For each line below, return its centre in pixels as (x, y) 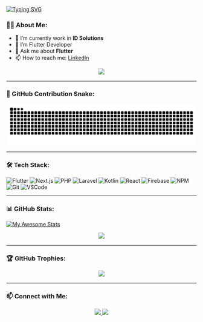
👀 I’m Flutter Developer (43, 45)
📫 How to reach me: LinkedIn (52, 58)
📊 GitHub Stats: (30, 209)
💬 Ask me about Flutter (44, 51)
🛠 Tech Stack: (28, 165)
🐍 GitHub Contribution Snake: (50, 94)
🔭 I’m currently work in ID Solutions (59, 38)
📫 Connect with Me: (37, 297)
